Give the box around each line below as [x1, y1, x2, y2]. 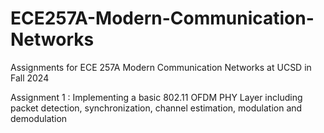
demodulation [10, 112, 68, 124]
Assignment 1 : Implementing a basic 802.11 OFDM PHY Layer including [10, 91, 303, 103]
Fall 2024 [10, 72, 50, 84]
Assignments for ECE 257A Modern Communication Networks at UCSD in [10, 61, 312, 73]
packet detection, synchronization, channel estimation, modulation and [10, 102, 303, 114]
